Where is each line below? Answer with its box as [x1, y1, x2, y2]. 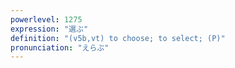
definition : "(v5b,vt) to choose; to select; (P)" [10, 33, 226, 43]
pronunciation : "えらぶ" [10, 42, 110, 53]
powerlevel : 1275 [10, 14, 83, 25]
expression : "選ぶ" [10, 24, 89, 34]
